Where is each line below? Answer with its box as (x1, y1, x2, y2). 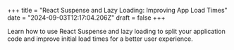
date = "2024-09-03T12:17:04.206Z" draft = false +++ (7, 13, 166, 22)
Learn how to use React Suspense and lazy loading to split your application (7, 27, 226, 35)
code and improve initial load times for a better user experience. (7, 35, 194, 43)
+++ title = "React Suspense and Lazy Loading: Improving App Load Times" (7, 6, 228, 14)
